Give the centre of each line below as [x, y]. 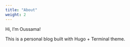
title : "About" [21, 10]
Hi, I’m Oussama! [23, 29]
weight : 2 [16, 15]
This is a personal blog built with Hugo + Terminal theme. [65, 39]
